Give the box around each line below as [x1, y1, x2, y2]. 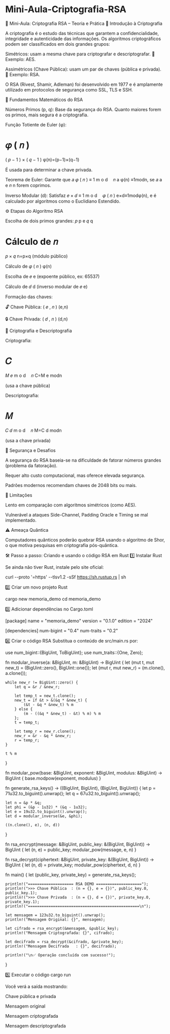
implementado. [5, 517, 37, 523]
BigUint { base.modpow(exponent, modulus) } [5, 775, 101, 781]
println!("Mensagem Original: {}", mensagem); [5, 917, 106, 922]
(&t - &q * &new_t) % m [23, 702, 74, 707]
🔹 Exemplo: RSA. [5, 71, 41, 77]
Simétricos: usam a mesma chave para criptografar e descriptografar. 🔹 [5, 51, 155, 57]
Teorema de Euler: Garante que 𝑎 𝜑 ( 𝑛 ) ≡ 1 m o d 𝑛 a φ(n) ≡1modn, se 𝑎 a [5, 176, 162, 182]
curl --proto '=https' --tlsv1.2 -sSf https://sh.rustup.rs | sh [5, 574, 126, 580]
